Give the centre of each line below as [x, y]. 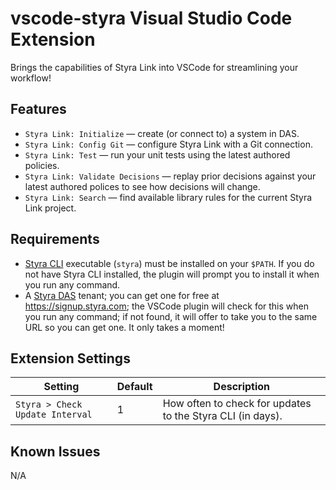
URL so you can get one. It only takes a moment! [124, 327]
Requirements [55, 239]
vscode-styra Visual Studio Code [151, 18]
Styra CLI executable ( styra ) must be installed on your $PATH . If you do [169, 263]
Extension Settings [70, 358]
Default [134, 387]
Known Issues [55, 451]
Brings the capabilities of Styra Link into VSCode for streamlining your [154, 67]
